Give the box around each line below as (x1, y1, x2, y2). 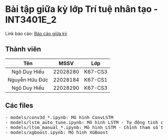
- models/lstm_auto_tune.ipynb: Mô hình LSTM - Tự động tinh (5, 120, 158, 125)
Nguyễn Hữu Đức (7, 76, 48, 83)
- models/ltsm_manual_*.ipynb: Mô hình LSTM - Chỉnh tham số (5, 125, 158, 130)
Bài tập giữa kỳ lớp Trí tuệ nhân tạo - (5, 3, 158, 15)
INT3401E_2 (5, 14, 56, 25)
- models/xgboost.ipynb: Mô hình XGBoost (5, 130, 108, 135)
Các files (5, 101, 33, 110)
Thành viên (5, 45, 41, 53)
